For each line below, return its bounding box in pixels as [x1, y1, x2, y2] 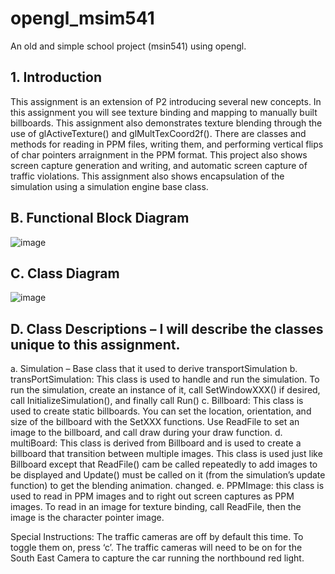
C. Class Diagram [10, 265, 120, 282]
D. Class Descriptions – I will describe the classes [10, 320, 324, 337]
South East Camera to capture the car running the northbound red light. [10, 552, 305, 564]
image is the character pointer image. [10, 512, 165, 524]
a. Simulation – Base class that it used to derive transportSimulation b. [10, 363, 298, 375]
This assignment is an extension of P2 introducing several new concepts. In [10, 95, 322, 107]
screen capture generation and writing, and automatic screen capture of [10, 159, 308, 171]
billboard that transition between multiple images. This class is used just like [10, 448, 323, 460]
